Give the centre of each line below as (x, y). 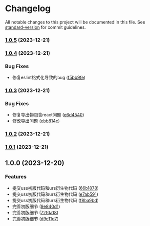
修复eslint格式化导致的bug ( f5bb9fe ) (49, 78)
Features (16, 177)
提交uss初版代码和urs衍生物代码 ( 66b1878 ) (55, 188)
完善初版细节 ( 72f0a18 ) (35, 212)
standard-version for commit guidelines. (45, 27)
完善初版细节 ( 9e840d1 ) (36, 206)
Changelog (28, 9)
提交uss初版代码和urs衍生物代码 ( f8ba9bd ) (55, 200)
